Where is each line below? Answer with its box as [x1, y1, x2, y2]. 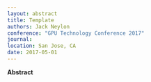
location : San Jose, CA [7, 42, 77, 49]
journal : [7, 36, 33, 43]
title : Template [7, 17, 54, 24]
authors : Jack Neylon [7, 23, 70, 30]
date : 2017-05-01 [7, 49, 58, 56]
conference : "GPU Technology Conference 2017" [7, 29, 145, 37]
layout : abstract [7, 10, 58, 17]
